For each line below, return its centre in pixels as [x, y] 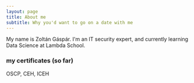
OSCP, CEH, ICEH [28, 74]
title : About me [26, 17]
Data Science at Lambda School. [46, 45]
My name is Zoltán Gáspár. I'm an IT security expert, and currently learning [97, 39]
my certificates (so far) [40, 61]
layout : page [22, 11]
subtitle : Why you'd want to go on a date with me [70, 22]
